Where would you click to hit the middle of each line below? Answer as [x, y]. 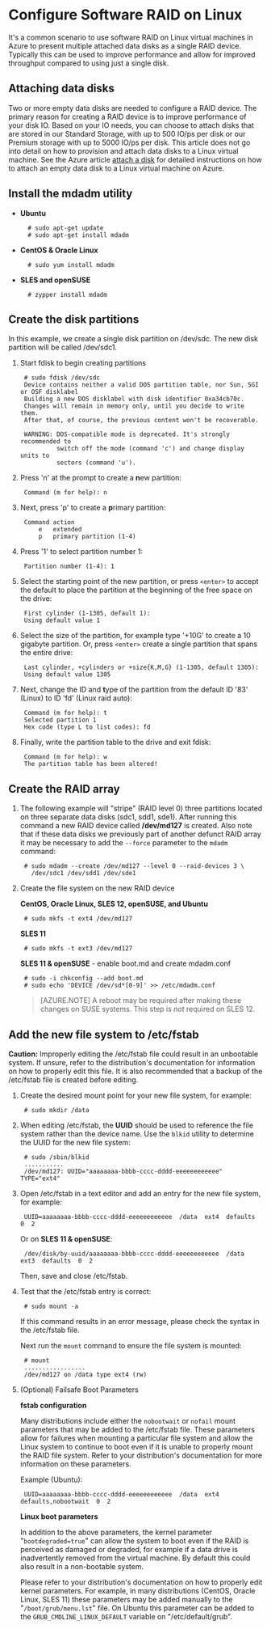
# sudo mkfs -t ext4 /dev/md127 [78, 919]
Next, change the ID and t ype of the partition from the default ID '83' [134, 690]
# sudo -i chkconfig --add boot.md [83, 979]
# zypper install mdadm [67, 294]
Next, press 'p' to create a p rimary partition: [93, 508]
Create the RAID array [64, 789]
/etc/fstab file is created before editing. [73, 1080]
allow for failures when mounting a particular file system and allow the [136, 1438]
